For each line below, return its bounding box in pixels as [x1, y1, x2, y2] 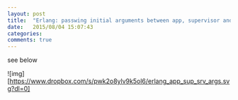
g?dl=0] [7, 85, 30, 93]
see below [7, 56, 38, 64]
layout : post [7, 10, 46, 18]
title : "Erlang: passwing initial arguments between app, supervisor [7, 17, 220, 24]
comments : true [7, 37, 52, 44]
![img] [7, 70, 25, 78]
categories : [7, 30, 42, 37]
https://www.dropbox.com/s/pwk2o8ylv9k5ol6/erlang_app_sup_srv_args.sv [9, 77, 230, 85]
